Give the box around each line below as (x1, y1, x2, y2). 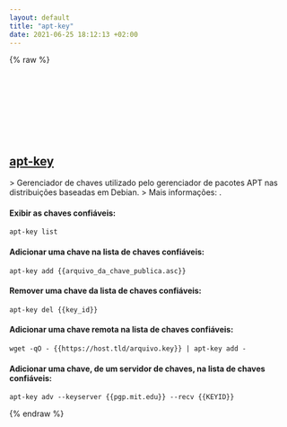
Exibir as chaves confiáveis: (9, 208, 117, 218)
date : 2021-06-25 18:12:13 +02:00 (9, 30, 139, 39)
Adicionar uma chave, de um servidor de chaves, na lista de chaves (9, 363, 266, 374)
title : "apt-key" (9, 22, 74, 31)
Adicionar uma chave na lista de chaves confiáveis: (9, 246, 204, 257)
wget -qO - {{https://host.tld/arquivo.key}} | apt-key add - (9, 344, 247, 353)
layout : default (9, 13, 70, 22)
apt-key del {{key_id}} (9, 305, 99, 315)
